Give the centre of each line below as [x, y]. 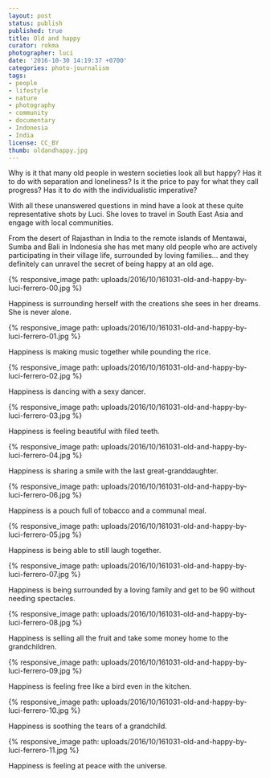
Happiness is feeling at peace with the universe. [88, 766]
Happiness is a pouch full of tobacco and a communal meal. [108, 510]
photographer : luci [41, 53]
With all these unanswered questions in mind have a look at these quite [126, 206]
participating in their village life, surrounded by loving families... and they [129, 256]
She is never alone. [40, 312]
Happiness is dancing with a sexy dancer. [77, 391]
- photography [32, 105]
